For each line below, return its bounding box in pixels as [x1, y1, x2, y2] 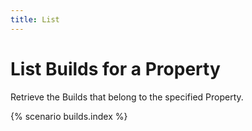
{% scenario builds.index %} [10, 110, 128, 122]
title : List [10, 14, 60, 25]
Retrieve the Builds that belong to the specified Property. [10, 91, 244, 103]
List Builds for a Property [10, 57, 221, 80]
